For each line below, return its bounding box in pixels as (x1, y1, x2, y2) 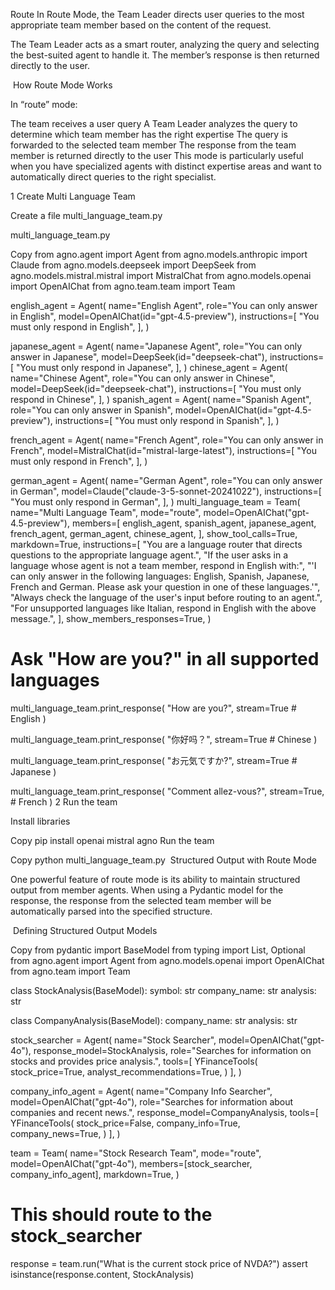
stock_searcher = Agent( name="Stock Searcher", (10, 1034, 217, 1046)
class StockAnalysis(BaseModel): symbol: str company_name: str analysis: (10, 984, 317, 996)
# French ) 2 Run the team (10, 795, 118, 808)
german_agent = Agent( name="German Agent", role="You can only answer (10, 475, 323, 486)
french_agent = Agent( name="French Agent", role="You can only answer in (10, 434, 324, 446)
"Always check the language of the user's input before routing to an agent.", (10, 592, 323, 603)
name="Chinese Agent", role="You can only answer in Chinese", (10, 372, 276, 384)
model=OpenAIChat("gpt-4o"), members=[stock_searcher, (10, 1157, 253, 1169)
